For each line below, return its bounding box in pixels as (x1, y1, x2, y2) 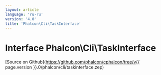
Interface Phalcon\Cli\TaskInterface (5, 43, 156, 54)
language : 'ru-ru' (5, 12, 43, 17)
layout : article (5, 7, 39, 12)
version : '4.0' (5, 16, 37, 21)
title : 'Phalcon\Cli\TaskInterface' (5, 21, 81, 26)
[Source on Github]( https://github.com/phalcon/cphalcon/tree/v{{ (5, 59, 140, 65)
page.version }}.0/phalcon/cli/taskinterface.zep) (5, 64, 104, 70)
